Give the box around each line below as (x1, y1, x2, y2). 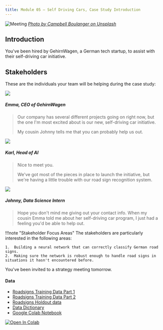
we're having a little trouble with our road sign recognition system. (17, 177, 153, 183)
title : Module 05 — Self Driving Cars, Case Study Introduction (5, 7, 141, 12)
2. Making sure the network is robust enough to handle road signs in (5, 253, 156, 259)
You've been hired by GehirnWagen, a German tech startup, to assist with (5, 48, 155, 54)
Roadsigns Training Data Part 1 (12, 289, 75, 295)
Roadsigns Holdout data (12, 299, 62, 305)
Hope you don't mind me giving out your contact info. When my (17, 210, 147, 216)
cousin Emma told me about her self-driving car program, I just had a (17, 215, 159, 221)
